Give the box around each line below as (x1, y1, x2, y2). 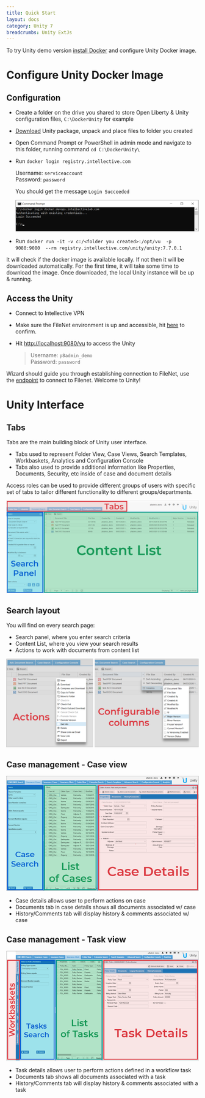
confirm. (15, 328, 37, 335)
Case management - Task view (6, 934, 126, 945)
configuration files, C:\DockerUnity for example (15, 115, 134, 123)
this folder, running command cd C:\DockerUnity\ (15, 146, 140, 153)
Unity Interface (6, 398, 84, 412)
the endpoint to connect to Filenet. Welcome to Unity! (6, 377, 141, 384)
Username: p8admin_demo (30, 352, 93, 359)
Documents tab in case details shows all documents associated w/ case (15, 904, 196, 911)
